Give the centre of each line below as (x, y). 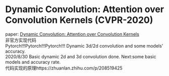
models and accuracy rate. (33, 62)
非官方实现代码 (21, 40)
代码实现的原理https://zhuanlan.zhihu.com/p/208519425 (64, 68)
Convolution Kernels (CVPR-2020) (79, 20)
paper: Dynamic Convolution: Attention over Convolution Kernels (72, 34)
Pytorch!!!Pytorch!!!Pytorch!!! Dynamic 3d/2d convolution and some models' (84, 46)
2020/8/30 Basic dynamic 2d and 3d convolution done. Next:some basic (81, 56)
